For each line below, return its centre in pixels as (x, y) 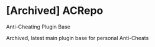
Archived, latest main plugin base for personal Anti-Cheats (77, 38)
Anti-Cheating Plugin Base (38, 27)
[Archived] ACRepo (55, 11)
